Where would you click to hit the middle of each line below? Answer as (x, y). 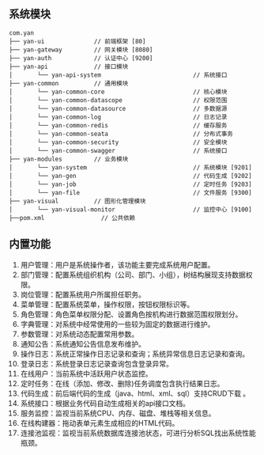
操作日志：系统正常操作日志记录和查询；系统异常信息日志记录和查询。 (135, 354)
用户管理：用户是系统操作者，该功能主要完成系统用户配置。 (117, 264)
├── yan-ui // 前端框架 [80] (77, 41)
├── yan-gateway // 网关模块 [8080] (81, 50)
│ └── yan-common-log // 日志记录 (118, 117)
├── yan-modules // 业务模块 (69, 159)
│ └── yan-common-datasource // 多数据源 (118, 108)
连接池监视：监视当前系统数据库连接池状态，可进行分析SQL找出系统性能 (138, 433)
